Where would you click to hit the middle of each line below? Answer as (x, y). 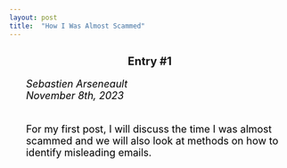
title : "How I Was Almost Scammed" (77, 26)
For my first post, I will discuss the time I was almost (149, 129)
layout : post (33, 17)
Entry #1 (150, 61)
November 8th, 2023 (75, 95)
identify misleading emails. (89, 152)
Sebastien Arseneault (77, 84)
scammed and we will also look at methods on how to (152, 141)
